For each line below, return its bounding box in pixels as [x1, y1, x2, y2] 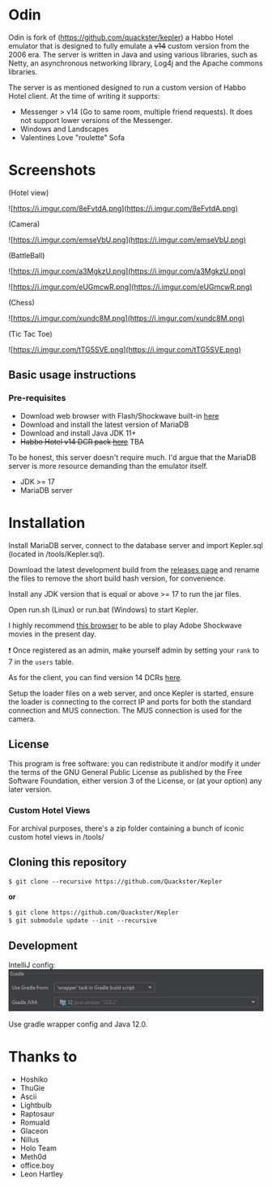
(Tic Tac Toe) [8, 329, 53, 338]
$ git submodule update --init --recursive [8, 917, 158, 925]
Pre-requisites [8, 393, 66, 404]
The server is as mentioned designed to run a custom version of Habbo [8, 83, 247, 92]
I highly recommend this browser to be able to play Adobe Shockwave [8, 620, 243, 630]
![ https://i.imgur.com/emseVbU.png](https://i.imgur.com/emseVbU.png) [8, 235, 247, 245]
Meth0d [19, 1151, 47, 1161]
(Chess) [8, 297, 35, 307]
